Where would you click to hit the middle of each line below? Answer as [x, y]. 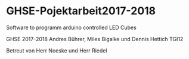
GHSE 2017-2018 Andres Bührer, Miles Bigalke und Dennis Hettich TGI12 [95, 39]
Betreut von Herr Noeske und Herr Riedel [57, 50]
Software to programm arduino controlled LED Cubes [72, 27]
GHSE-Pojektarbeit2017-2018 [81, 11]
